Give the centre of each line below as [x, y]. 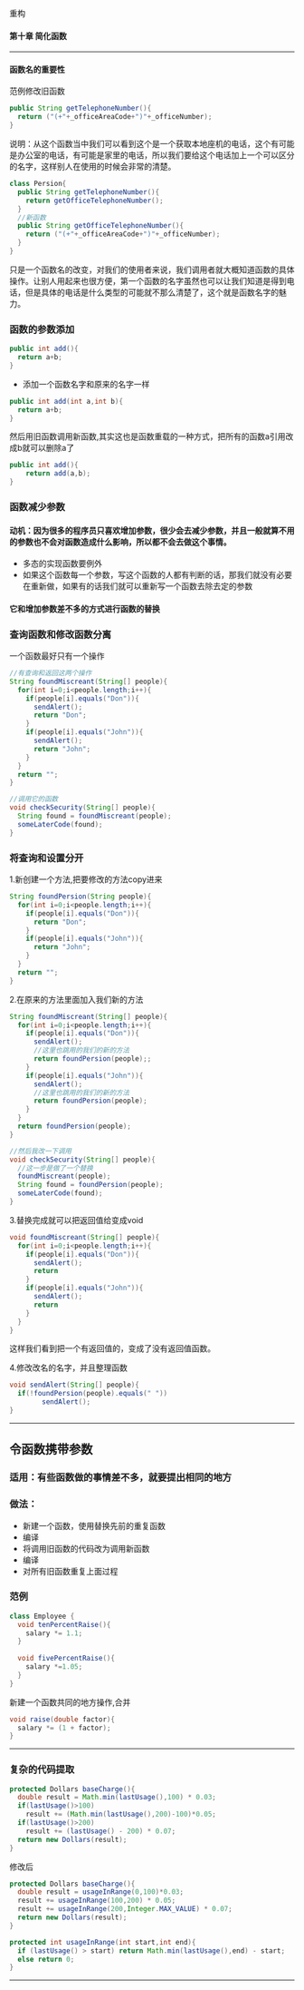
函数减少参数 [38, 507]
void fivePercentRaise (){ [66, 1659]
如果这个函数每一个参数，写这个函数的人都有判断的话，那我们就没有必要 [157, 575]
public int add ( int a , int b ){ [66, 401]
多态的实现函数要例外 [62, 564]
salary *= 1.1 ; [54, 1633]
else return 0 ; [46, 1959]
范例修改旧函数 [37, 91]
